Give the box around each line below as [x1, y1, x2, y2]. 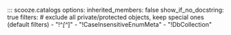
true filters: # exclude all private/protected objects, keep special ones [7, 13, 205, 21]
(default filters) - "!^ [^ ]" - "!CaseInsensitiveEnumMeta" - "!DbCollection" [7, 21, 212, 28]
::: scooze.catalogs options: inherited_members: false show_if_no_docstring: [7, 6, 224, 14]
